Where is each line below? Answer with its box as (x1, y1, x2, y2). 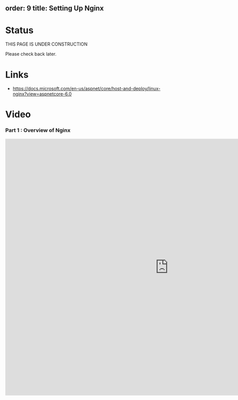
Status (5, 24, 34, 36)
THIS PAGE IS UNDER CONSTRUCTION (5, 41, 88, 47)
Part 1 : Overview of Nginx (5, 127, 71, 134)
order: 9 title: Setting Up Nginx (5, 4, 104, 13)
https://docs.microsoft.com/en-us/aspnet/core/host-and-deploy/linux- (12, 86, 161, 92)
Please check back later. (5, 51, 57, 57)
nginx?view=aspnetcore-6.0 (12, 91, 72, 97)
